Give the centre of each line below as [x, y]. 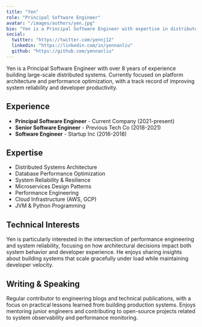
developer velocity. [30, 265]
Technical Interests [43, 225]
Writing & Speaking [43, 284]
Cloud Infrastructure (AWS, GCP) [56, 199]
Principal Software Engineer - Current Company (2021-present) [95, 121]
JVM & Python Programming [50, 206]
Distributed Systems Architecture [56, 167]
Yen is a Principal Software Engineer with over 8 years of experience [91, 68]
